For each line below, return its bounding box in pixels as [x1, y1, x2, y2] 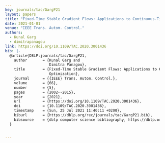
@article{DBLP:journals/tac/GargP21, [9, 53, 87, 58]
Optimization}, [49, 71, 80, 76]
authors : [5, 30, 23, 35]
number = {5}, [14, 85, 56, 90]
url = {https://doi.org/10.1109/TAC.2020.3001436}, [14, 99, 141, 104]
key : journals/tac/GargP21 [5, 7, 60, 12]
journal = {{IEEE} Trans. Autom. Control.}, [14, 76, 118, 81]
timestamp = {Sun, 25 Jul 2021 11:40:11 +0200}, [14, 108, 122, 113]
